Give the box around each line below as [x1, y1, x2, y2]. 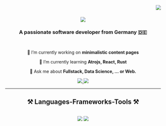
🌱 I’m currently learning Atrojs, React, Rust [39, 59, 127, 65]
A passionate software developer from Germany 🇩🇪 [19, 29, 147, 36]
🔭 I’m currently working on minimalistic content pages [27, 49, 139, 56]
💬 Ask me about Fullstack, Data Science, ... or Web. [29, 68, 137, 74]
